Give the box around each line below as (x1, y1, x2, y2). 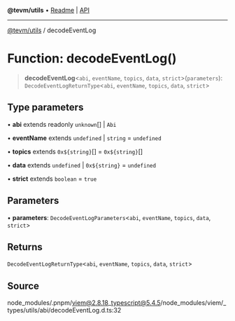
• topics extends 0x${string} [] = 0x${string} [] (7, 147, 143, 156)
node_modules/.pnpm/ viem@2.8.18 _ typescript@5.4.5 (7, 299, 161, 307)
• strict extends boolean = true (7, 175, 97, 183)
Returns (7, 241, 43, 253)
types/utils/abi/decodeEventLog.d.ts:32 (7, 306, 122, 315)
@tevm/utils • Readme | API (7, 6, 90, 14)
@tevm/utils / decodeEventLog (7, 26, 97, 34)
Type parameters (7, 102, 84, 114)
